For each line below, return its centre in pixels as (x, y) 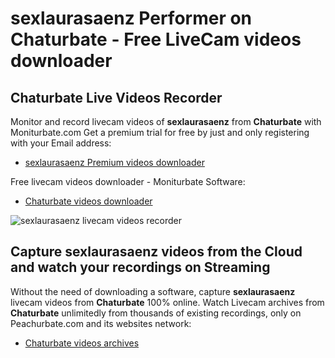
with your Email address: (61, 143)
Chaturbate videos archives (82, 343)
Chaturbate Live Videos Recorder (116, 97)
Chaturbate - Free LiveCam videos (156, 39)
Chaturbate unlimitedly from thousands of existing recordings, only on (156, 313)
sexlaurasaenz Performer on (131, 18)
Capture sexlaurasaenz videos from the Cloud (156, 252)
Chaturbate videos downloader (88, 201)
